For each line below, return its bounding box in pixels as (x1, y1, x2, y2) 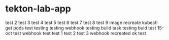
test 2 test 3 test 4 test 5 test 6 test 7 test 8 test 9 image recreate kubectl (5, 19, 158, 25)
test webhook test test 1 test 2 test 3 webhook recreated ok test (13, 30, 146, 36)
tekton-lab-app (5, 3, 71, 14)
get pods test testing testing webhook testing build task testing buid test (5, 24, 156, 30)
